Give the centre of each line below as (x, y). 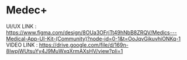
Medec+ (27, 10)
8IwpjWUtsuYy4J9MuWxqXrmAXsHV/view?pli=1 (65, 51)
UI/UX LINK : (21, 26)
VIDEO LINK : (22, 45)
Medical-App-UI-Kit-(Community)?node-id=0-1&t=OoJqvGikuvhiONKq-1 (93, 38)
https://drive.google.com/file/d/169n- (84, 45)
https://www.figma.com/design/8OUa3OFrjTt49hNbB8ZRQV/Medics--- (91, 32)
